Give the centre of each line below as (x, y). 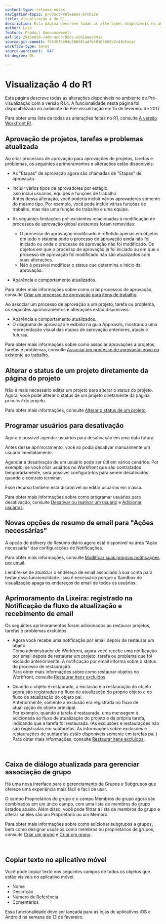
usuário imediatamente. (29, 452)
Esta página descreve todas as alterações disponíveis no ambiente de (76, 98)
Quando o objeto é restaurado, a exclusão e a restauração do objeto (82, 687)
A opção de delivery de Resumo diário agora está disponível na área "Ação (81, 543)
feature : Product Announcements (38, 33)
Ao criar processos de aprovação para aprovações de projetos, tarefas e (79, 159)
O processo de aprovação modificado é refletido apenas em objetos (89, 234)
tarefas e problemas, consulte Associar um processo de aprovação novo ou (82, 350)
